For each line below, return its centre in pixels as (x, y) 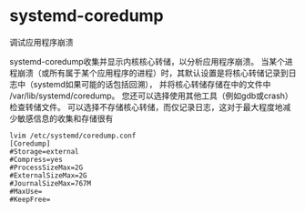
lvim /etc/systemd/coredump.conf (73, 136)
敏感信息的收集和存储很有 (65, 118)
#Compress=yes (36, 159)
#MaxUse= (26, 191)
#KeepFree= (30, 199)
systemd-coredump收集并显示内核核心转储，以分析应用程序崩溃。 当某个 (147, 61)
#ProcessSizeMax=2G (46, 167)
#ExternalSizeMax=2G (49, 175)
